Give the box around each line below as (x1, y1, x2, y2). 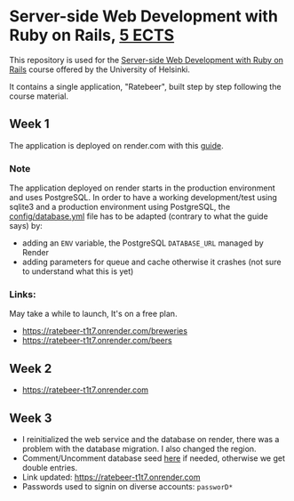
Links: (9, 287, 36, 300)
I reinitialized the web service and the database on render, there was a (21, 433, 280, 444)
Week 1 (9, 117, 50, 132)
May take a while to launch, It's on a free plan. (9, 309, 178, 319)
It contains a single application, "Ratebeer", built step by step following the (9, 81, 282, 92)
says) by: (9, 221, 43, 231)
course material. (9, 91, 69, 101)
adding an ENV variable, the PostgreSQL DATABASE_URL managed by (21, 238, 264, 248)
